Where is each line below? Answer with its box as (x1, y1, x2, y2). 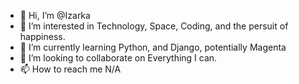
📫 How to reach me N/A (19, 63, 122, 75)
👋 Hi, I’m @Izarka (19, 10, 91, 21)
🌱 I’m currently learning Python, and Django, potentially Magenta (19, 41, 287, 53)
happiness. (19, 31, 66, 42)
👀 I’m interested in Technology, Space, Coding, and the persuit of (19, 20, 289, 32)
